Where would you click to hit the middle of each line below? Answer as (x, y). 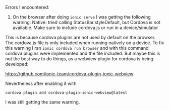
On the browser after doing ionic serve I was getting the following (82, 17)
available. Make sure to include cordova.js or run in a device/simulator (85, 28)
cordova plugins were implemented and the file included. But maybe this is (83, 53)
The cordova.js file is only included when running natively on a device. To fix (85, 43)
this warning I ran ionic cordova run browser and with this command (77, 48)
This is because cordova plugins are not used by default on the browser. (80, 37)
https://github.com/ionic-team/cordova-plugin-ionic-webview (69, 74)
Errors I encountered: (27, 7)
